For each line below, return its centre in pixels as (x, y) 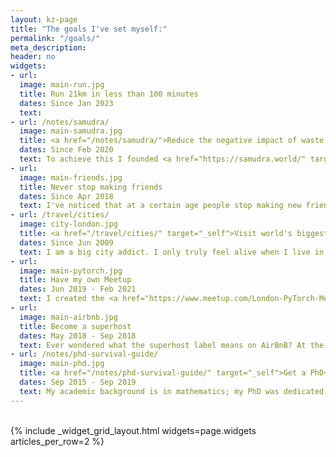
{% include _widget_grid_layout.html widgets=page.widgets (133, 430)
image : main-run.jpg (62, 85)
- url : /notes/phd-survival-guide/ (84, 354)
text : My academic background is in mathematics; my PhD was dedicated (172, 391)
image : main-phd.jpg (62, 364)
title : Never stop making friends (91, 187)
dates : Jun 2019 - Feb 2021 (78, 289)
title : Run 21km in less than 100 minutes (109, 94)
